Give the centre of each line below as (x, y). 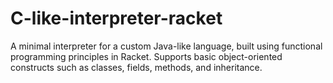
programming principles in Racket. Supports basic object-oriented (146, 56)
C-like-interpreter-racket (116, 18)
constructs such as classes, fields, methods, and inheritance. (136, 67)
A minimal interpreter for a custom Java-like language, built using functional (166, 46)
